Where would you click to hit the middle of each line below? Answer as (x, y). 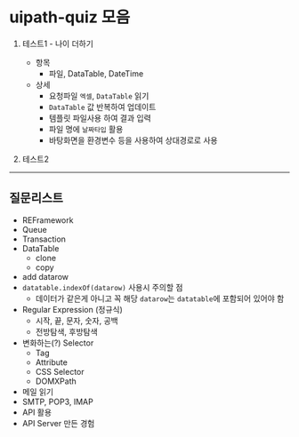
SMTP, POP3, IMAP (57, 401)
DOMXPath (56, 381)
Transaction (44, 239)
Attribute (52, 362)
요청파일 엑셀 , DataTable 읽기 (99, 95)
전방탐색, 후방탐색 (66, 331)
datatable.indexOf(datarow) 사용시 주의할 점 (102, 287)
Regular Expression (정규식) (72, 309)
